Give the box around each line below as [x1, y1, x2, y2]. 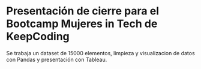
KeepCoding [6, 30, 70, 43]
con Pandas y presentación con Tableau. [6, 56, 107, 63]
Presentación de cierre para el [6, 4, 159, 18]
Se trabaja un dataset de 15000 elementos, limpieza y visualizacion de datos [6, 49, 195, 56]
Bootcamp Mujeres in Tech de [6, 17, 158, 31]
